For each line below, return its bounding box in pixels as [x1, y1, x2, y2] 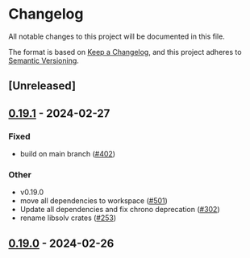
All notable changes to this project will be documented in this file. [8, 31, 226, 41]
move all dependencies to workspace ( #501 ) [19, 196, 168, 206]
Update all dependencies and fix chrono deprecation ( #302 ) [19, 205, 220, 214]
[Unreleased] [8, 79, 77, 93]
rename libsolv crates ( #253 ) [19, 213, 117, 223]
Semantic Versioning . [8, 56, 79, 65]
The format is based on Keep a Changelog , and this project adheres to [8, 47, 242, 56]
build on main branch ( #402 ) [19, 149, 115, 159]
